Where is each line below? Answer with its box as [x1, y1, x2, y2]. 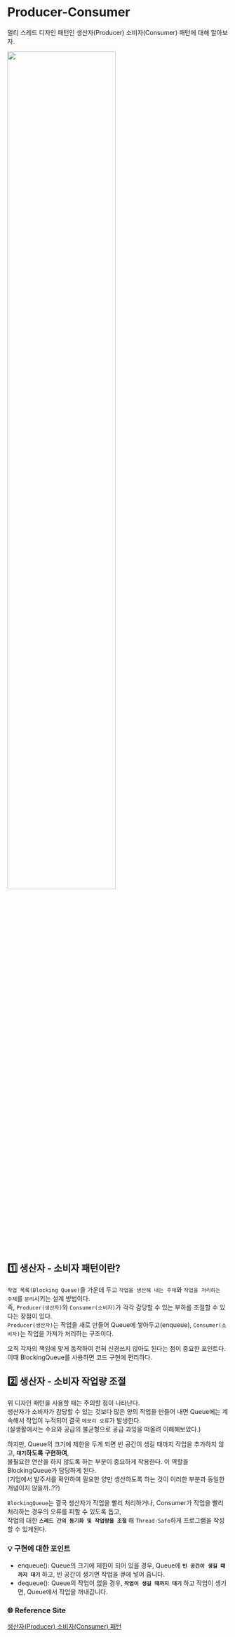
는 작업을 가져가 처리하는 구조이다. [20, 1329, 114, 1338]
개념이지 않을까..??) [7, 1483, 61, 1492]
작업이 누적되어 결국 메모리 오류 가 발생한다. [25, 1416, 142, 1424]
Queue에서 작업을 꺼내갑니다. [27, 1587, 108, 1596]
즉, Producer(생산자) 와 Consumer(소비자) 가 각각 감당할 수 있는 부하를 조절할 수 [7, 1302, 219, 1312]
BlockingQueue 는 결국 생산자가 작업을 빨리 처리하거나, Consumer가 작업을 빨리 [7, 1498, 224, 1507]
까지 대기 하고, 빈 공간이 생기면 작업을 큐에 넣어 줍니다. [17, 1570, 166, 1578]
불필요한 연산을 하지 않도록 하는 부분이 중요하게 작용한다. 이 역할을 [7, 1457, 189, 1466]
